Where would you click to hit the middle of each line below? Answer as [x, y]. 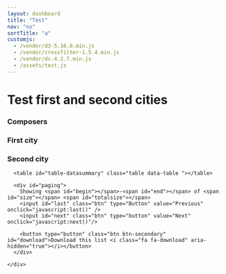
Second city [28, 159]
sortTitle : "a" [29, 33]
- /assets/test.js [40, 65]
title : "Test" [28, 20]
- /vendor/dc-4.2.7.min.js [53, 59]
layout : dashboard [34, 14]
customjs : [22, 40]
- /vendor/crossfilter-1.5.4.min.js [66, 53]
